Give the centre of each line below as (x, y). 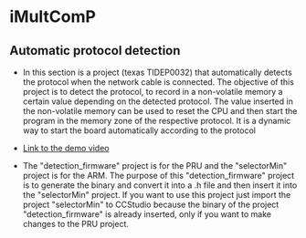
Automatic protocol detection (95, 51)
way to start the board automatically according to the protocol (139, 130)
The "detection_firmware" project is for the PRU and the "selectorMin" (155, 166)
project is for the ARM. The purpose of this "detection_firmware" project (158, 176)
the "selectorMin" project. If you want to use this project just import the (157, 195)
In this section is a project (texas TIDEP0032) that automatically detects (157, 72)
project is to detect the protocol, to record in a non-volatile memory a (153, 92)
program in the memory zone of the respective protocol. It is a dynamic (157, 121)
